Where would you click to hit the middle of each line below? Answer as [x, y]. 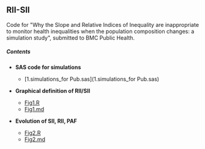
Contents [18, 52]
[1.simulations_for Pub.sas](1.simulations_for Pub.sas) [92, 79]
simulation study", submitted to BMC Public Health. [71, 38]
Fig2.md [35, 139]
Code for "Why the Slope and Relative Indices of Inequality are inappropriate [103, 24]
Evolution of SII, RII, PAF [46, 121]
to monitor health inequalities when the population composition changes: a [100, 31]
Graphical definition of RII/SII [53, 90]
